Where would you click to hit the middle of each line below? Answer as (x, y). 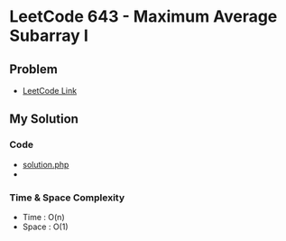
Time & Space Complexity (67, 198)
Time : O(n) (43, 217)
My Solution (44, 119)
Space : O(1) (46, 227)
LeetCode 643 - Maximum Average (143, 17)
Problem (34, 69)
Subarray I (49, 36)
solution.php (46, 164)
